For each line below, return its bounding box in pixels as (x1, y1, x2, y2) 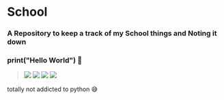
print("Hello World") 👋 (7, 55, 83, 65)
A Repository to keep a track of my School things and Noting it (7, 29, 217, 38)
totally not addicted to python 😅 (7, 85, 98, 93)
